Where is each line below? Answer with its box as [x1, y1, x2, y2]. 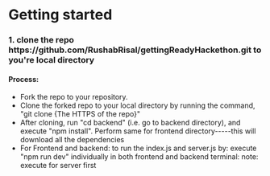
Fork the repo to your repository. [19, 92, 128, 102]
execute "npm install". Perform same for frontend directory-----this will [19, 126, 256, 136]
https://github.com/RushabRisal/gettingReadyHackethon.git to [8, 44, 262, 55]
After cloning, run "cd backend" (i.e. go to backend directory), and [19, 118, 241, 128]
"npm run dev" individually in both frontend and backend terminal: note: [19, 152, 259, 162]
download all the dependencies [19, 135, 125, 145]
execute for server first [19, 161, 97, 170]
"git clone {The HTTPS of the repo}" [19, 109, 141, 119]
